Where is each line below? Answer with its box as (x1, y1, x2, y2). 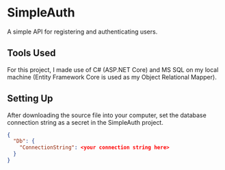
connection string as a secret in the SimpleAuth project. (7, 118, 164, 126)
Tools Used (7, 47, 56, 59)
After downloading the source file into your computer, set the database (7, 111, 207, 119)
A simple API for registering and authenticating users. (7, 27, 158, 36)
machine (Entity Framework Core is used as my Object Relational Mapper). (7, 73, 217, 81)
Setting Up (7, 93, 53, 104)
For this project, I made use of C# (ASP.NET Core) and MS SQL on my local (7, 65, 219, 73)
